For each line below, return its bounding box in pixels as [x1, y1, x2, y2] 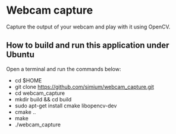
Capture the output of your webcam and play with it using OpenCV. [6, 23, 171, 30]
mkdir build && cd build [14, 95, 72, 103]
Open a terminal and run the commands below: [6, 65, 121, 72]
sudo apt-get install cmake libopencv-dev [14, 102, 117, 109]
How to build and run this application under [6, 40, 169, 50]
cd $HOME [14, 76, 42, 84]
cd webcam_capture [14, 90, 65, 97]
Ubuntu [6, 50, 34, 60]
